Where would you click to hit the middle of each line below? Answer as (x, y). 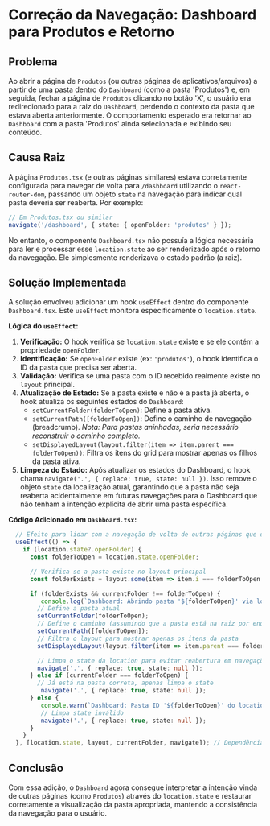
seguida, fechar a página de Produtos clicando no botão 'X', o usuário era (130, 98)
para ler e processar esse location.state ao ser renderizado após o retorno (134, 249)
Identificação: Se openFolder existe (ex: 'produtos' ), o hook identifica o (139, 359)
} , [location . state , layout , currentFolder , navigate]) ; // (118, 743)
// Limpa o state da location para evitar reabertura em (134, 661)
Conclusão (36, 768)
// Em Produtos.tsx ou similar (61, 217)
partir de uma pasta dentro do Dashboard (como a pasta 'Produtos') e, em (129, 89)
